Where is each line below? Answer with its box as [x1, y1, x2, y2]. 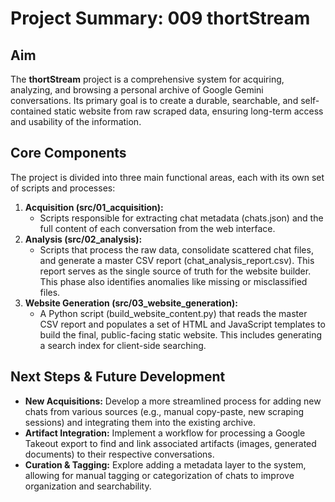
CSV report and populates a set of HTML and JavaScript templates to [39, 318, 326, 330]
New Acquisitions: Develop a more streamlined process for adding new [24, 395, 322, 407]
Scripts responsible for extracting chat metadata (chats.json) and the [39, 212, 324, 224]
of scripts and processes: [10, 182, 116, 194]
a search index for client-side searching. [39, 339, 207, 351]
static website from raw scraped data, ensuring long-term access [53, 105, 324, 117]
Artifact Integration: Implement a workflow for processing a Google [24, 427, 306, 439]
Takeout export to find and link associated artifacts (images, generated [24, 437, 317, 449]
